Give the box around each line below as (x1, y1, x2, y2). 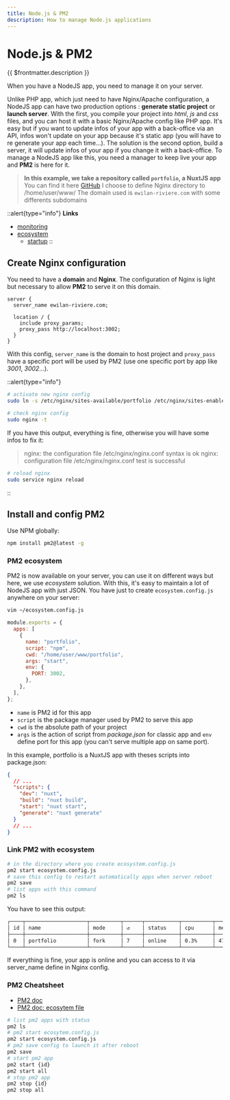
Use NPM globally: (7, 526, 60, 535)
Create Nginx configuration (7, 257, 127, 268)
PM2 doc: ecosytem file (16, 1003, 84, 1011)
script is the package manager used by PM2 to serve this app (16, 715, 193, 724)
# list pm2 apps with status (7, 1016, 90, 1023)
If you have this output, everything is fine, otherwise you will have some (7, 428, 209, 436)
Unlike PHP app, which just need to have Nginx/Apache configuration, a (7, 95, 210, 104)
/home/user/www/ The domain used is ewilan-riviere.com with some (23, 189, 220, 197)
